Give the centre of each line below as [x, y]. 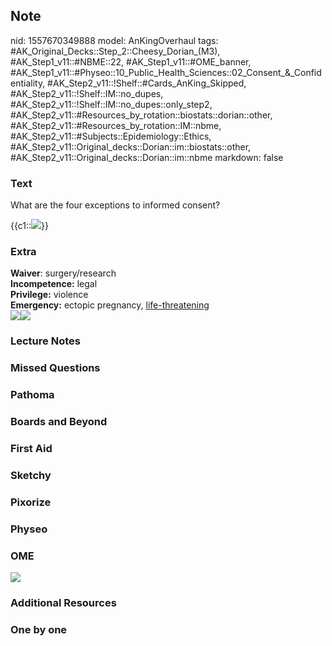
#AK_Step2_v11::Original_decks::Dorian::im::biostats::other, [131, 146]
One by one [39, 629]
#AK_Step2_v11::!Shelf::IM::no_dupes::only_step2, [111, 104]
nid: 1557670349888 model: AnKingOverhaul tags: [114, 40]
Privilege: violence [49, 295]
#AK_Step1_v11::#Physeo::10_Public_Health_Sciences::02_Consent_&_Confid [166, 72]
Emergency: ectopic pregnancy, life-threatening [110, 305]
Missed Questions [55, 368]
